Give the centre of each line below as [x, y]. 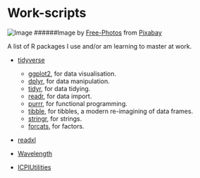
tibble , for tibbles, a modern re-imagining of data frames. [111, 111]
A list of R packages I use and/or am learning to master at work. [100, 46]
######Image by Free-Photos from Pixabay [98, 32]
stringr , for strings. [55, 119]
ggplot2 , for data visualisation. [72, 73]
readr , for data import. [60, 96]
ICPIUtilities [34, 167]
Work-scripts [47, 13]
